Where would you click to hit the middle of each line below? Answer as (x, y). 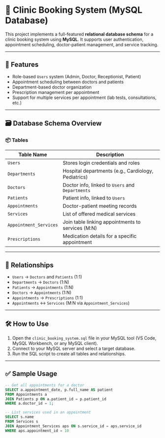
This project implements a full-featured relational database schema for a (79, 34)
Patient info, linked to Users (94, 198)
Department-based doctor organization (52, 87)
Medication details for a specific (99, 236)
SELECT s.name (20, 417)
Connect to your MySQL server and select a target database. (74, 348)
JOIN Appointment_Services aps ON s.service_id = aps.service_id (73, 426)
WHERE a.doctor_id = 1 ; (29, 404)
